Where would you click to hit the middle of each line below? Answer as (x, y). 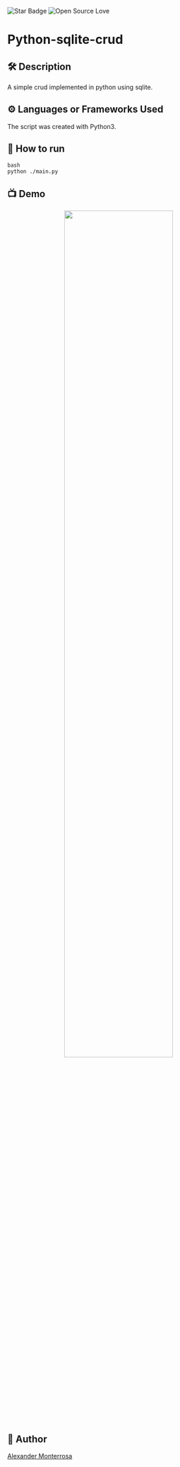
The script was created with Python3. (62, 126)
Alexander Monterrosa (40, 1456)
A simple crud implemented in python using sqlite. (80, 87)
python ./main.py (33, 171)
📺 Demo (26, 194)
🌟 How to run (36, 149)
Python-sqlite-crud (65, 40)
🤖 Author (27, 1439)
